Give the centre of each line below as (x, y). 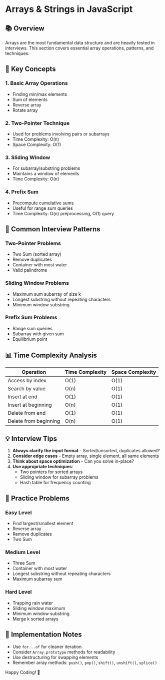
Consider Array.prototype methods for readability (64, 652)
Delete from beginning (34, 421)
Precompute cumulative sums (43, 203)
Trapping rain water (33, 603)
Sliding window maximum (39, 608)
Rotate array (25, 110)
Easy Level (18, 512)
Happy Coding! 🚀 (23, 672)
